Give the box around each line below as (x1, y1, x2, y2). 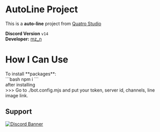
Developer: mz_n (5, 36, 42, 42)
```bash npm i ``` (5, 76, 39, 82)
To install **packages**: (5, 71, 56, 77)
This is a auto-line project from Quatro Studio (5, 20, 102, 27)
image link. (5, 92, 28, 98)
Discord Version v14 (5, 30, 49, 36)
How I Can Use (5, 54, 68, 65)
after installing (5, 81, 35, 87)
